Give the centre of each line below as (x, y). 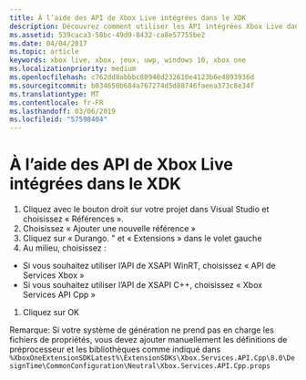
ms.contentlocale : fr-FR (56, 103)
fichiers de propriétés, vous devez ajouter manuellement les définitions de (148, 340)
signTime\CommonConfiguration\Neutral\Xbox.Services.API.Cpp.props (140, 366)
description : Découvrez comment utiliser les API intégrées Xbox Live (146, 26)
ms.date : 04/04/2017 (49, 43)
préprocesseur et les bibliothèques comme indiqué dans (115, 349)
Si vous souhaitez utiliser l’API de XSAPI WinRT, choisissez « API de (149, 266)
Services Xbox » (53, 275)
